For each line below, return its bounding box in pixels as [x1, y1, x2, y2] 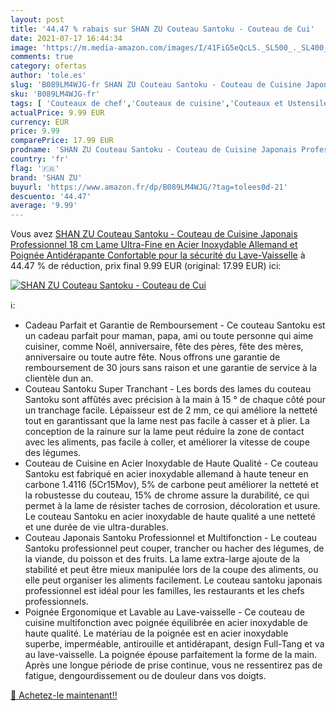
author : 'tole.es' [10, 71, 87, 81]
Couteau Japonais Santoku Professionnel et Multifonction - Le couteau [24, 532, 318, 544]
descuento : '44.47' [10, 191, 92, 201]
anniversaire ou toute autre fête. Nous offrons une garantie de [24, 351, 281, 363]
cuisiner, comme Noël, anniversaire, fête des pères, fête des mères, [24, 341, 304, 353]
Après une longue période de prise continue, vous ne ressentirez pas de [24, 659, 323, 671]
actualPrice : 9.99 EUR [10, 107, 105, 118]
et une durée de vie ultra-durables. [24, 521, 169, 533]
